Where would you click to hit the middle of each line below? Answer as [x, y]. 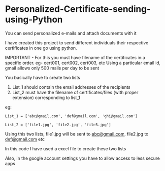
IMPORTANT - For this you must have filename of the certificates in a [75, 57]
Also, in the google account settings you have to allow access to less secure [82, 158]
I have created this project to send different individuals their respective [77, 42]
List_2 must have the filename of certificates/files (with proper [75, 92]
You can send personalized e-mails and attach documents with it [71, 33]
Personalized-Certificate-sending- [78, 9]
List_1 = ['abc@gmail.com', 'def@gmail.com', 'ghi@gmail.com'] [71, 116]
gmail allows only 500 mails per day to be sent [52, 68]
